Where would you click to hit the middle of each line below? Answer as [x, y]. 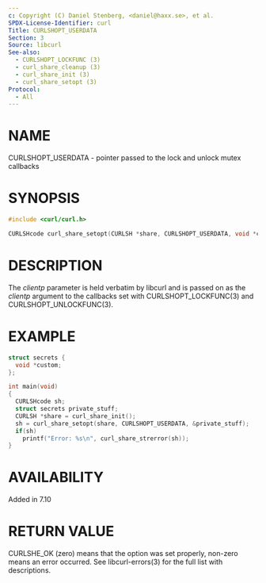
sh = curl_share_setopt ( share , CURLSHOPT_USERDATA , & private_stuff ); [132, 424]
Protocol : [25, 89]
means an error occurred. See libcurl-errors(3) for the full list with [116, 562]
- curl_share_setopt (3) [56, 82]
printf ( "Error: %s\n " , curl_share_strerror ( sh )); [106, 438]
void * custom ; [38, 365]
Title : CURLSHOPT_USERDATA [53, 30]
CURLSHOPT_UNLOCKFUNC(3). [61, 304]
